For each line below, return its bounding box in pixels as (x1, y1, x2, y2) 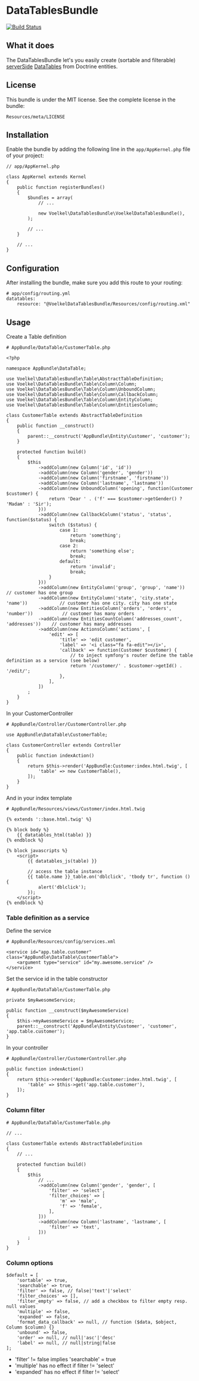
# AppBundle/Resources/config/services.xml (6, 939, 116, 945)
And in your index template (6, 794, 73, 801)
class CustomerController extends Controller (6, 742, 121, 748)
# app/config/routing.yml (6, 290, 70, 297)
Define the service (6, 927, 52, 934)
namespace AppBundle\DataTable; (6, 366, 86, 371)
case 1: (59, 527, 79, 533)
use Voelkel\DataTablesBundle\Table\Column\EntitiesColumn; (6, 402, 159, 408)
